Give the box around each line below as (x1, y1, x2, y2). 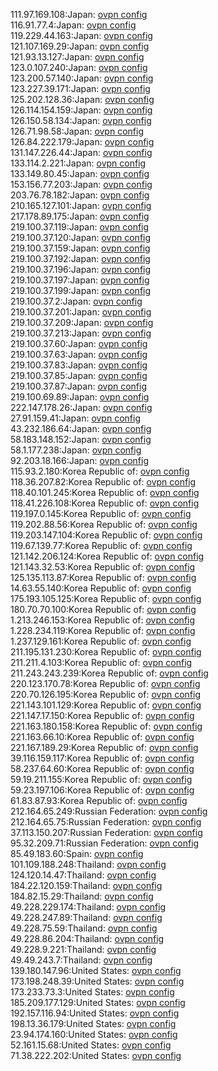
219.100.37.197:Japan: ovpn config (10, 274, 150, 286)
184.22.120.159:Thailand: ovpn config (10, 880, 163, 891)
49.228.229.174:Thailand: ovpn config (10, 901, 167, 913)
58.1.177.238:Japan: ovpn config (10, 444, 142, 456)
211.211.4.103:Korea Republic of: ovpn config (10, 657, 193, 668)
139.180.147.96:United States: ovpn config (10, 965, 182, 976)
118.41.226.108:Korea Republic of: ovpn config (10, 497, 200, 509)
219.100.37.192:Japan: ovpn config (10, 253, 151, 264)
